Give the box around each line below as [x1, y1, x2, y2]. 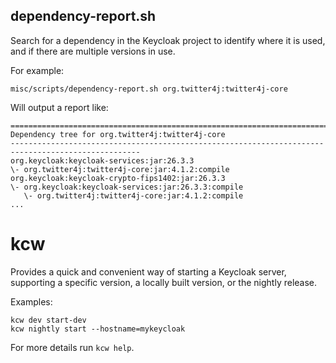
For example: [10, 64, 65, 76]
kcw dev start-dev [10, 315, 87, 325]
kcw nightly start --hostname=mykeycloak [10, 324, 186, 334]
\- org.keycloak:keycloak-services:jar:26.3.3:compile [10, 182, 244, 192]
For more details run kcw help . [10, 341, 135, 353]
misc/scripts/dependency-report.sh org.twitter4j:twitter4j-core [10, 84, 288, 94]
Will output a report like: [10, 101, 109, 113]
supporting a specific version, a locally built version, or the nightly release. [10, 276, 318, 288]
